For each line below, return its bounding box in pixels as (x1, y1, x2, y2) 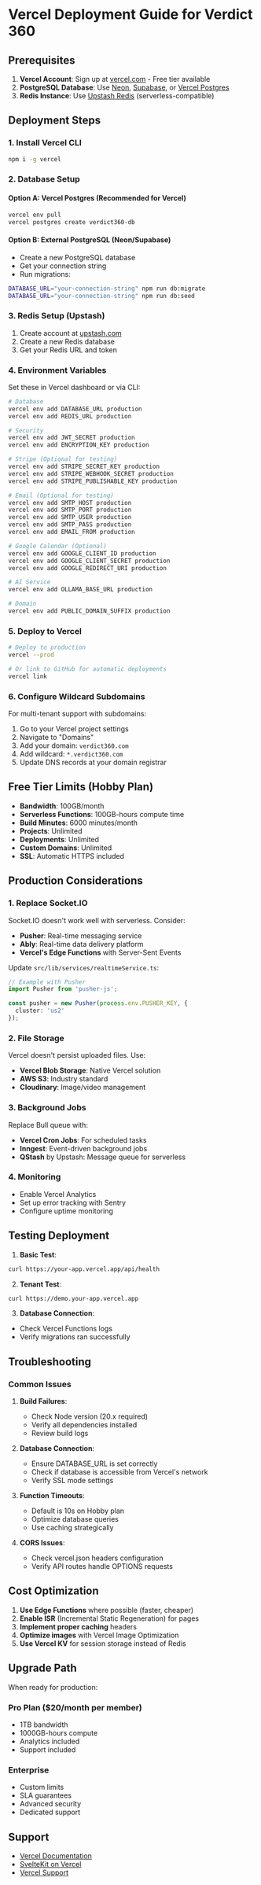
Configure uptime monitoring (19, 1206, 114, 1216)
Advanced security (19, 1799, 82, 1809)
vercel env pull (8, 211, 61, 219)
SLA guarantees (19, 1791, 72, 1800)
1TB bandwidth (19, 1720, 68, 1729)
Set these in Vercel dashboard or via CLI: (8, 382, 141, 392)
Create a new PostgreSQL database (19, 252, 136, 262)
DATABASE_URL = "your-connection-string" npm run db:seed (8, 292, 195, 300)
